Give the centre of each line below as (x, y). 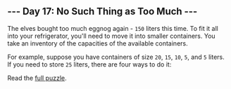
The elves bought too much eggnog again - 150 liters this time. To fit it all (113, 28)
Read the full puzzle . (37, 78)
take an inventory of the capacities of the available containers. (98, 43)
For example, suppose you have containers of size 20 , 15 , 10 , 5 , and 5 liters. (116, 57)
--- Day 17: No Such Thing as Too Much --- (102, 12)
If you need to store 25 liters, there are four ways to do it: (89, 64)
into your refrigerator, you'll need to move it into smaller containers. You (112, 36)
